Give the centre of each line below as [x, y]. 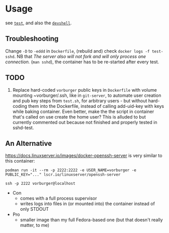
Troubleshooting [32, 39]
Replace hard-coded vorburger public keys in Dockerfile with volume [85, 90]
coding [20, 106]
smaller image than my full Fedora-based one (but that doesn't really [91, 220]
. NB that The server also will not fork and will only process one [80, 56]
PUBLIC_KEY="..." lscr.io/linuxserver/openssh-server [63, 175]
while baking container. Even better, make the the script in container [83, 111]
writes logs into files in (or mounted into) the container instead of [88, 204]
